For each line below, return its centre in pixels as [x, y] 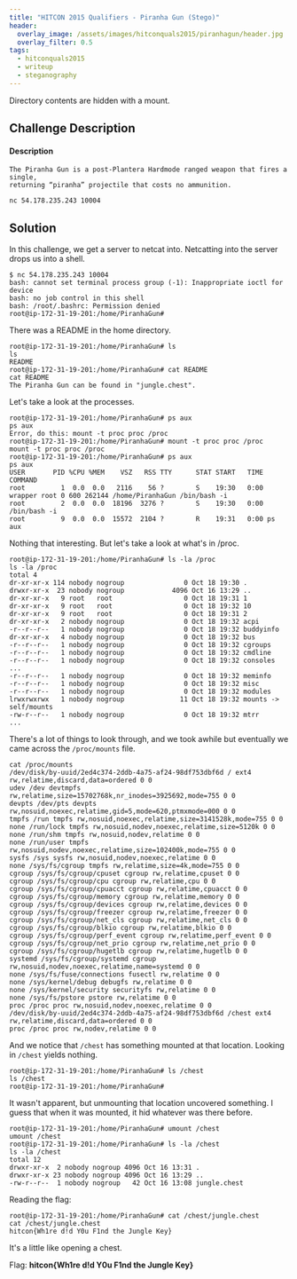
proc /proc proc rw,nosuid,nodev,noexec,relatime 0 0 [111, 1006]
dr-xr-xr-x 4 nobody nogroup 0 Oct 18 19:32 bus [132, 637]
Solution [33, 228]
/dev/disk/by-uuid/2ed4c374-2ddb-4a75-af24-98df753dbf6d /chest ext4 [141, 1014]
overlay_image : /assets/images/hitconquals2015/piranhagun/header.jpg [150, 34]
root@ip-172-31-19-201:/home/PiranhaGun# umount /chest [114, 1129]
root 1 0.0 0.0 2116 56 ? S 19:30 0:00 [137, 488]
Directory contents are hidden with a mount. [90, 100]
